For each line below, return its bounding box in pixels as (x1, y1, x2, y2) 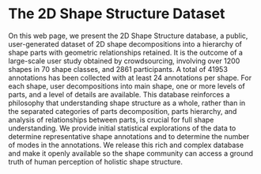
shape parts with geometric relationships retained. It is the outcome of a (8, 47, 244, 57)
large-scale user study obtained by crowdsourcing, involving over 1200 (8, 56, 240, 66)
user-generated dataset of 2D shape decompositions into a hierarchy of (8, 39, 243, 48)
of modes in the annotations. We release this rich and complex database (8, 140, 244, 149)
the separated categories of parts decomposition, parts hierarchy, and (8, 106, 237, 115)
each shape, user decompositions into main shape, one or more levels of (8, 81, 245, 91)
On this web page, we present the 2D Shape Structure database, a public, (8, 31, 248, 40)
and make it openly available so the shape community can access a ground (8, 148, 254, 158)
